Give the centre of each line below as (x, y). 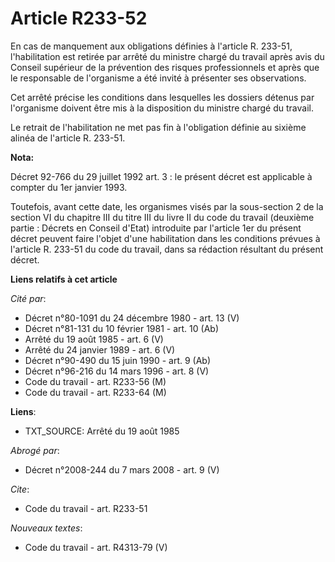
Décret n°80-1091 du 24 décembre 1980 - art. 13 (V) (132, 318)
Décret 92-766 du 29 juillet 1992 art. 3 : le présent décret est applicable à (161, 176)
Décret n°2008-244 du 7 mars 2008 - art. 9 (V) (122, 469)
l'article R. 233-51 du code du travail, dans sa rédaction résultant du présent (167, 249)
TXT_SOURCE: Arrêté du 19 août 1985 (102, 431)
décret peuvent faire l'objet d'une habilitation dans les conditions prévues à (165, 238)
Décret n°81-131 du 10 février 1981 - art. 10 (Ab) (121, 328)
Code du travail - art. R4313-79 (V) (96, 547)
